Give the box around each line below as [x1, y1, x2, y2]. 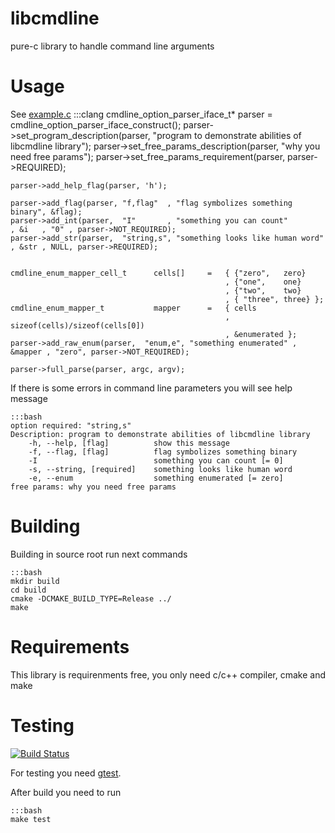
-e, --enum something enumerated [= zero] [28, 473, 284, 483]
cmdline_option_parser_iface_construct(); [10, 118, 182, 131]
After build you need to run [10, 786, 122, 798]
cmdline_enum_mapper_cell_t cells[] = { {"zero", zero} [10, 268, 307, 278]
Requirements [10, 636, 130, 658]
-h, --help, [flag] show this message [28, 438, 230, 448]
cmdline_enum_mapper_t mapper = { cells [10, 303, 257, 313]
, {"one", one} [224, 277, 302, 287]
